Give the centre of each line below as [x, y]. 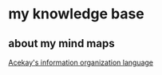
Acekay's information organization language [81, 62]
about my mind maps [61, 43]
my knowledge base [77, 14]
